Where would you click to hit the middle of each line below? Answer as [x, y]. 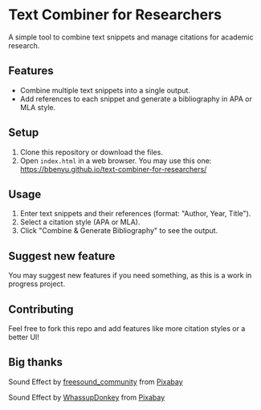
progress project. [37, 284]
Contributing [41, 309]
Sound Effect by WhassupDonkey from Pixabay [87, 397]
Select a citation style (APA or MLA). [80, 222]
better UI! [24, 337]
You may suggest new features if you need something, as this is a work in [130, 276]
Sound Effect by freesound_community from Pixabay [96, 381]
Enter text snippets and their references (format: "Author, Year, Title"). [135, 214]
